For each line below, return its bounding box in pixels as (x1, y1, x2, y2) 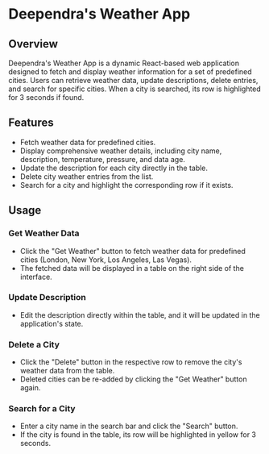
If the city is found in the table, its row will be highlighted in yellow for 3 (19, 430, 256, 439)
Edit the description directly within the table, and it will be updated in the (19, 310, 260, 319)
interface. (19, 272, 52, 281)
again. (19, 383, 41, 393)
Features (8, 116, 54, 130)
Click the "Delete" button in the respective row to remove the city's (19, 357, 242, 367)
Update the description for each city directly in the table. (19, 163, 208, 173)
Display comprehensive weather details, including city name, (19, 146, 222, 156)
